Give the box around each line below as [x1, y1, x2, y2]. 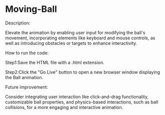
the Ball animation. [5, 74, 43, 80]
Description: [5, 20, 30, 26]
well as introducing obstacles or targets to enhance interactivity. [5, 40, 137, 46]
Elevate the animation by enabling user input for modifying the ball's [5, 29, 145, 35]
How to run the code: [5, 50, 49, 56]
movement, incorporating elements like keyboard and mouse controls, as [5, 35, 155, 41]
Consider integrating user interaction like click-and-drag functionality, [5, 94, 149, 100]
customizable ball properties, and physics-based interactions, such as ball [5, 99, 158, 105]
